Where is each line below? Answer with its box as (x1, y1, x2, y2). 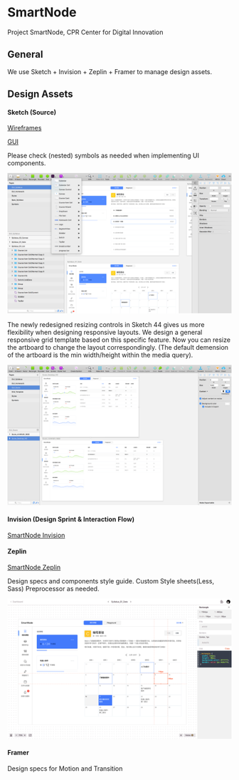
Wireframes (7, 124, 42, 132)
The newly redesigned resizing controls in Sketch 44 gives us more (7, 321, 205, 329)
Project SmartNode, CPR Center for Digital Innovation (7, 28, 164, 36)
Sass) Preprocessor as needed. (7, 584, 100, 593)
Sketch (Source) (7, 108, 57, 116)
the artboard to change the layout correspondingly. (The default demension (7, 343, 229, 352)
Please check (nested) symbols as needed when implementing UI (7, 151, 199, 160)
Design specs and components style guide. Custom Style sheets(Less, (7, 576, 215, 585)
